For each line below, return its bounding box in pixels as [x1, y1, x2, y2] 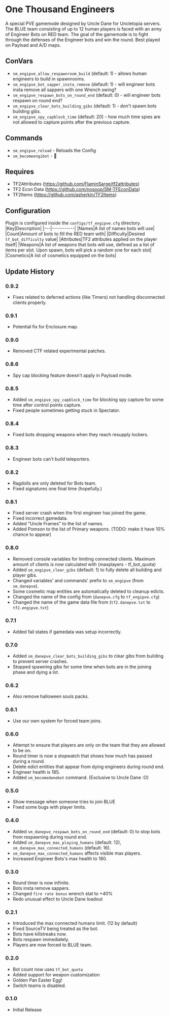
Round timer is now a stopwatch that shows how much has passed [12, 753, 152, 759]
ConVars [5, 57, 33, 66]
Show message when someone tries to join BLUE [12, 799, 116, 805]
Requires [5, 167, 35, 176]
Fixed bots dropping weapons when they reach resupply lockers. [12, 432, 149, 438]
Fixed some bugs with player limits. [12, 804, 86, 810]
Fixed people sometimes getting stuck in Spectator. [12, 407, 120, 413]
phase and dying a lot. [12, 669, 59, 675]
